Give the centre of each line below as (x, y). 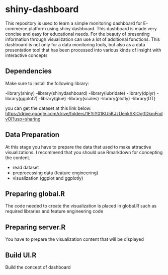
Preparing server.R (35, 227)
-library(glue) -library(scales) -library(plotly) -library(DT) (97, 98)
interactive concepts (26, 55)
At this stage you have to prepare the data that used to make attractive (78, 147)
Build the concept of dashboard (38, 267)
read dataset (26, 167)
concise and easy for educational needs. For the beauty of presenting (77, 34)
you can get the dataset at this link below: (49, 108)
